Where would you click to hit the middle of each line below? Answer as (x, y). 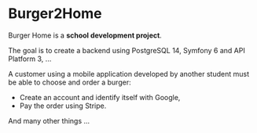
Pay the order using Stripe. (63, 106)
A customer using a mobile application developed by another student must (129, 74)
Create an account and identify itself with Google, (100, 97)
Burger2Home (55, 14)
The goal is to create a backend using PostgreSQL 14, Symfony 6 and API (127, 50)
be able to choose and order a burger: (70, 82)
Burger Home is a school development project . (85, 35)
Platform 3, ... (30, 59)
